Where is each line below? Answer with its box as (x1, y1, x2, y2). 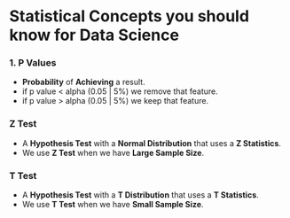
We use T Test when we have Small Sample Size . (21, 199, 204, 210)
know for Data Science (9, 25, 180, 45)
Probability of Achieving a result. (21, 77, 145, 88)
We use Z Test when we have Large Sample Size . (21, 147, 205, 158)
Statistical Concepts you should (9, 6, 250, 27)
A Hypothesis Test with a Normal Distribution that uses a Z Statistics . (21, 137, 282, 148)
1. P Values (9, 57, 57, 69)
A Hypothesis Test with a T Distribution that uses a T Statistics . (21, 190, 259, 200)
